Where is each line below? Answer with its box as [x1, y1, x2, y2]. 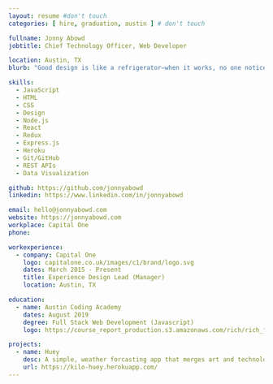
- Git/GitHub [15, 153, 60, 162]
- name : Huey [15, 348, 60, 356]
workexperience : [8, 243, 63, 252]
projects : [8, 340, 42, 349]
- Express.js [15, 139, 60, 147]
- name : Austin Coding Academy [15, 303, 122, 311]
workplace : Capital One [8, 221, 89, 229]
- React [15, 123, 42, 132]
